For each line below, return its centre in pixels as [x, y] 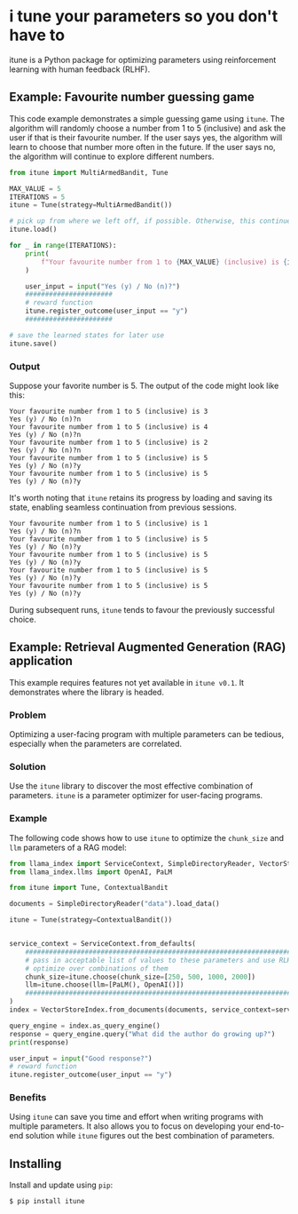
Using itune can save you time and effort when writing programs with [136, 1117]
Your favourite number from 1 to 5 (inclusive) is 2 [109, 442]
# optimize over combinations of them [97, 968]
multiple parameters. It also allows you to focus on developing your [132, 1126]
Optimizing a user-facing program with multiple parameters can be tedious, [147, 734]
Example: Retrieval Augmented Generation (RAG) [148, 647]
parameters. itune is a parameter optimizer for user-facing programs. [136, 796]
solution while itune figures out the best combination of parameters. [150, 1136]
